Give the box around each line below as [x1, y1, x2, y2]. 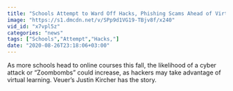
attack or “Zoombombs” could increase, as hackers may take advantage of [7, 68, 221, 77]
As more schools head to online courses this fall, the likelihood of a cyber [7, 61, 217, 69]
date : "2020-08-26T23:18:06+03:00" [7, 42, 110, 49]
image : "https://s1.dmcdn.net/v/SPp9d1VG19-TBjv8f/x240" [7, 17, 175, 23]
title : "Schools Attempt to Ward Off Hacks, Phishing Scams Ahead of [7, 10, 213, 17]
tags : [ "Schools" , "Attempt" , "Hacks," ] [7, 36, 119, 43]
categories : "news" [7, 29, 64, 37]
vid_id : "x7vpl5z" [7, 23, 60, 30]
